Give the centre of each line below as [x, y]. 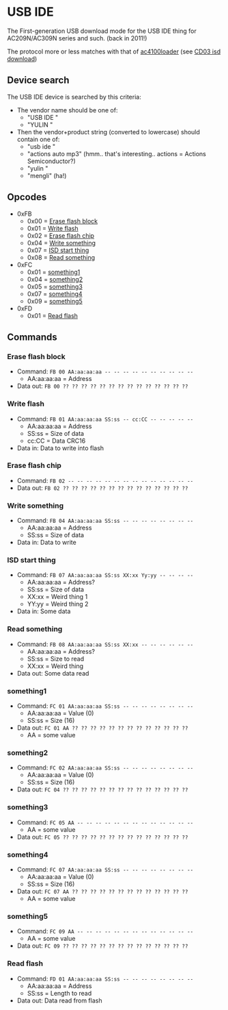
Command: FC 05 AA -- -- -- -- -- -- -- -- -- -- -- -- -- [105, 822]
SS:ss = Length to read [59, 993]
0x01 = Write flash [53, 228]
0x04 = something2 [55, 279]
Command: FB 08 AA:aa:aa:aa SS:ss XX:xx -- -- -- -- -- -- [105, 644]
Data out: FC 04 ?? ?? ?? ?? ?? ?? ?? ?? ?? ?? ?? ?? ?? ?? [102, 789]
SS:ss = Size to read [56, 658]
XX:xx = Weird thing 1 [57, 597]
